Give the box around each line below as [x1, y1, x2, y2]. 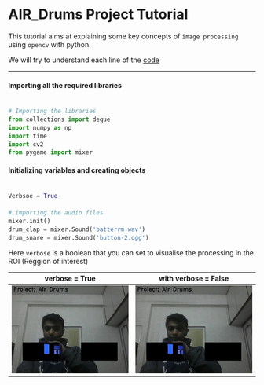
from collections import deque [8, 115, 111, 123]
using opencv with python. [8, 39, 92, 49]
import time [8, 132, 47, 140]
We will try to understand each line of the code [8, 55, 159, 64]
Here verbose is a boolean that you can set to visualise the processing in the [8, 247, 254, 257]
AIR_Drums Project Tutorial [8, 5, 189, 24]
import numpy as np [8, 123, 72, 131]
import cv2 [8, 140, 44, 148]
